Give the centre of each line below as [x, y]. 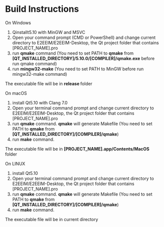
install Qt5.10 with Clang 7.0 [40, 102]
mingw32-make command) [40, 74]
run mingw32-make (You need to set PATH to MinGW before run [78, 69]
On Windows [18, 23]
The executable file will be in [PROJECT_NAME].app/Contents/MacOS [77, 149]
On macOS [16, 93]
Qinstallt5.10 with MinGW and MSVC [49, 32]
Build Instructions [42, 9]
